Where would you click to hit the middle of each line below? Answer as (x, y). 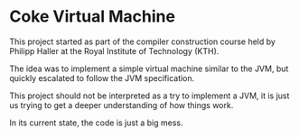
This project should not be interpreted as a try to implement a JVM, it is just (149, 96)
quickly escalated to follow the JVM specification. (102, 78)
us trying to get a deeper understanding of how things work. (121, 105)
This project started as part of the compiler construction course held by (142, 41)
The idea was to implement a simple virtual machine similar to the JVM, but (149, 68)
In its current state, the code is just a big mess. (96, 123)
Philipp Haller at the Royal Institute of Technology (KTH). (114, 50)
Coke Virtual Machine (93, 17)
